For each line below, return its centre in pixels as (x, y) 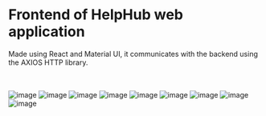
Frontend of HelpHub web (96, 15)
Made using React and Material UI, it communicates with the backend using (133, 54)
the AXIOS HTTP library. (48, 62)
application (47, 32)
